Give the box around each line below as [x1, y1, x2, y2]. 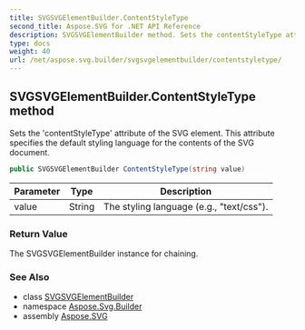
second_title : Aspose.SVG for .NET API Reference [9, 22, 202, 31]
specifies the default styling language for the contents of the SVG [9, 137, 254, 148]
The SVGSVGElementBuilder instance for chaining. [9, 247, 199, 259]
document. [9, 146, 50, 157]
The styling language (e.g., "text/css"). [103, 200, 269, 213]
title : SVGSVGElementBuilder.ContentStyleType [9, 13, 189, 23]
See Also [9, 270, 50, 283]
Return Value [9, 227, 68, 240]
